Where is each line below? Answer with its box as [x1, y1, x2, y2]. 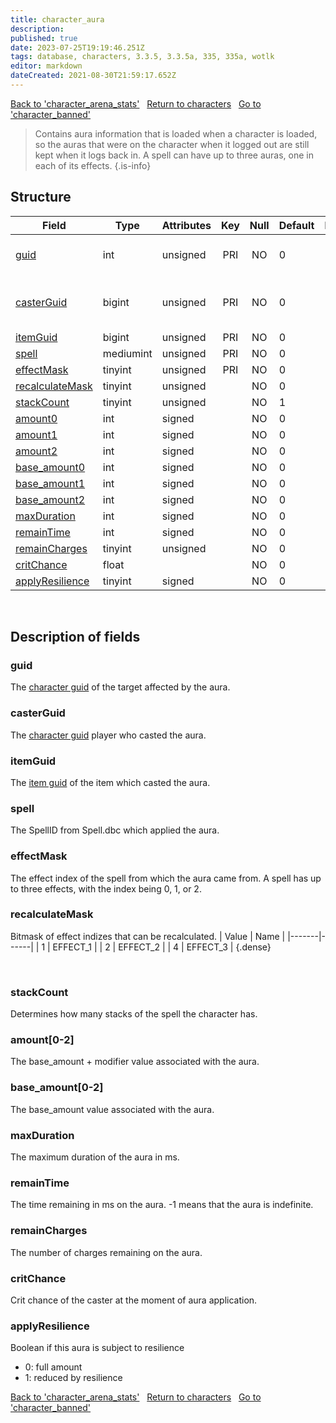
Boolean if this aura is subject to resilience [10, 1342, 185, 1354]
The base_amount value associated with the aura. [10, 1103, 215, 1115]
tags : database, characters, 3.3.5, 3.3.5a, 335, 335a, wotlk [10, 52, 275, 62]
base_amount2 [15, 492, 86, 506]
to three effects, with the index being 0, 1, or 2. [10, 882, 202, 895]
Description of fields [10, 629, 141, 646]
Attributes [161, 218, 212, 232]
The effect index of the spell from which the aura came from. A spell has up [10, 872, 322, 884]
